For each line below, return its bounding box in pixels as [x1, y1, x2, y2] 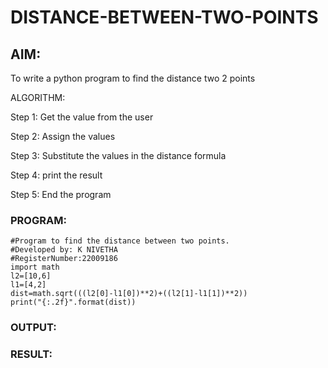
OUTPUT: [10, 321, 57, 335]
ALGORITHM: [10, 92, 66, 103]
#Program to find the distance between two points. [10, 236, 230, 246]
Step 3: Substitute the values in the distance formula [10, 150, 227, 161]
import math [10, 262, 60, 273]
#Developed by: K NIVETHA [10, 245, 118, 255]
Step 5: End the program [10, 189, 112, 200]
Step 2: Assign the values [10, 131, 116, 142]
